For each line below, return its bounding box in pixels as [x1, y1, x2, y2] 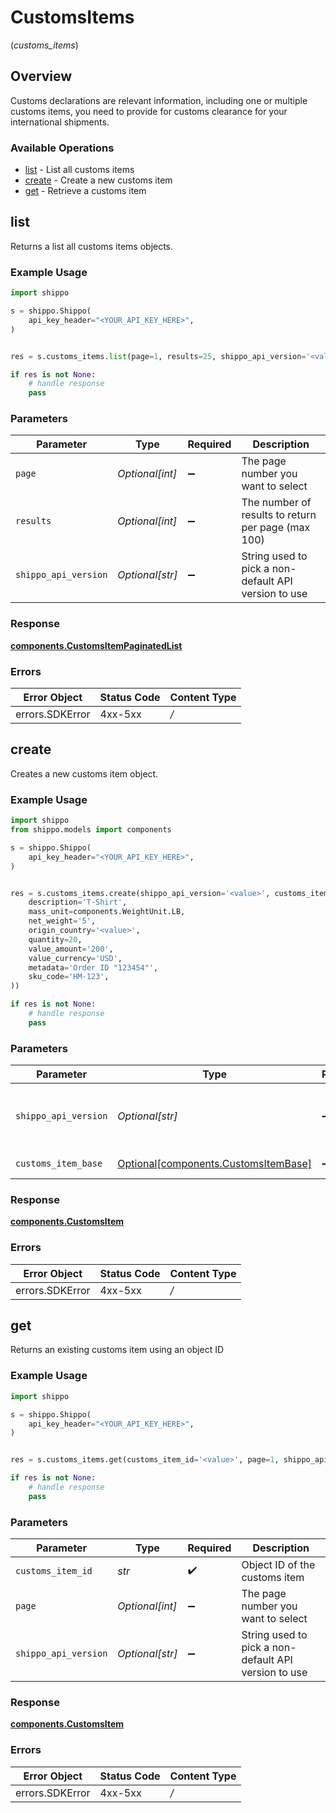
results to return [241, 508, 317, 522]
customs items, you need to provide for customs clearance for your [10, 105, 288, 117]
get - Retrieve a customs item [24, 185, 147, 197]
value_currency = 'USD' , [28, 953, 123, 963]
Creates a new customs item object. [10, 767, 159, 780]
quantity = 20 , [28, 934, 83, 945]
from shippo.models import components [10, 825, 172, 835]
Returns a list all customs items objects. [10, 240, 174, 252]
